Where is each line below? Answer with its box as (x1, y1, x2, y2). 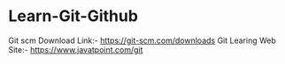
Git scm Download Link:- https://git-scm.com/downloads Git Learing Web (8, 35, 276, 46)
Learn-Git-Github (8, 6, 139, 26)
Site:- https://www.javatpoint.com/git (8, 44, 143, 54)
